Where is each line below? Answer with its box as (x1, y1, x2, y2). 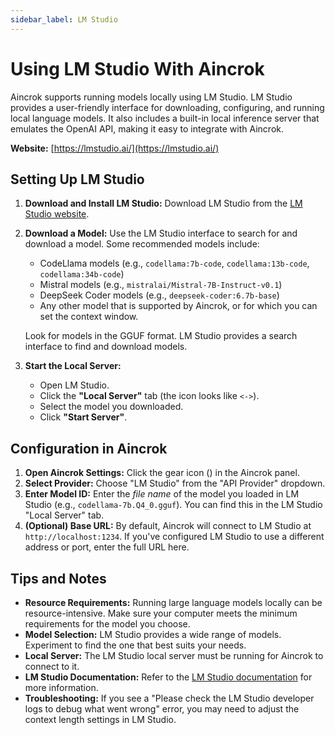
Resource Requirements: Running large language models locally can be (24, 597, 323, 608)
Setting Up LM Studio (10, 171, 145, 188)
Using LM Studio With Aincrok (10, 57, 265, 80)
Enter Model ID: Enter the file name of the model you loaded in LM (24, 488, 300, 500)
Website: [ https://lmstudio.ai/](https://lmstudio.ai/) (10, 142, 220, 154)
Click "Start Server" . (39, 411, 128, 423)
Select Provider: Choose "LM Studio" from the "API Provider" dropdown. (24, 477, 326, 490)
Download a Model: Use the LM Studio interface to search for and (24, 227, 298, 240)
